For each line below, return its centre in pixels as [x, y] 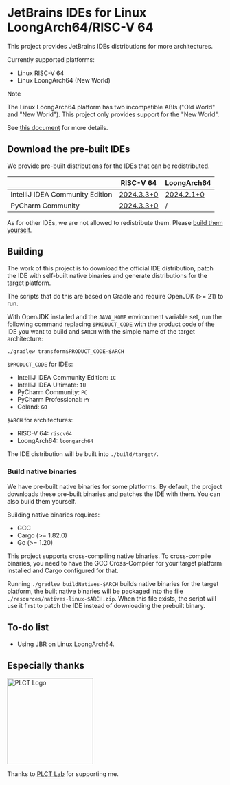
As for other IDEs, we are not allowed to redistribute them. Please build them [115, 222]
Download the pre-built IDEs [69, 149]
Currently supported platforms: [51, 59]
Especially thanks [46, 666]
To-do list [28, 627]
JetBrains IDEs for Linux [77, 13]
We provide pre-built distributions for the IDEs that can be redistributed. [109, 166]
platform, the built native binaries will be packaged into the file [95, 591]
